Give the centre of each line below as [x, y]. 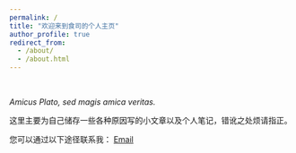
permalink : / [34, 17]
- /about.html [44, 59]
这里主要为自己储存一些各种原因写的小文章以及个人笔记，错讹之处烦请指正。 [151, 121]
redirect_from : [38, 42]
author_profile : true [50, 34]
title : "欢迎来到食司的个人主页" [64, 26]
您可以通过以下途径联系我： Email [72, 139]
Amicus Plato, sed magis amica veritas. [83, 102]
